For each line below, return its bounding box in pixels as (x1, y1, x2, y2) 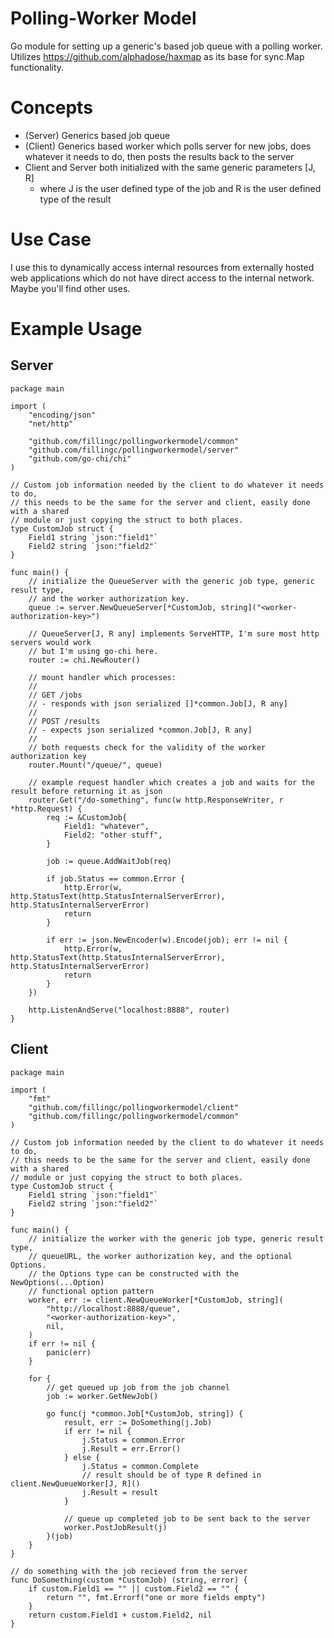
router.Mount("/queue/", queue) (28, 760, 163, 770)
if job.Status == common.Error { (46, 873, 186, 884)
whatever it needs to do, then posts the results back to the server (24, 150, 295, 162)
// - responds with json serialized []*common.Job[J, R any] (28, 698, 288, 709)
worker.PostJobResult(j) (63, 1522, 168, 1532)
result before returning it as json (10, 786, 163, 796)
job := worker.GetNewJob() (46, 1391, 159, 1401)
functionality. (10, 61, 65, 73)
